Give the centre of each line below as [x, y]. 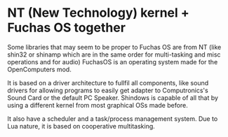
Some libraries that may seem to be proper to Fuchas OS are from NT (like [114, 47]
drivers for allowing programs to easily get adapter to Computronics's [108, 90]
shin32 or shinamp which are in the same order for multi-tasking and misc [114, 55]
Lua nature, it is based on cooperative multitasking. [81, 126]
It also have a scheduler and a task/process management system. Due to [113, 118]
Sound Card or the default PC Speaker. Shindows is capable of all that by [113, 98]
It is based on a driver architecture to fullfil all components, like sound [108, 82]
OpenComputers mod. [39, 69]
